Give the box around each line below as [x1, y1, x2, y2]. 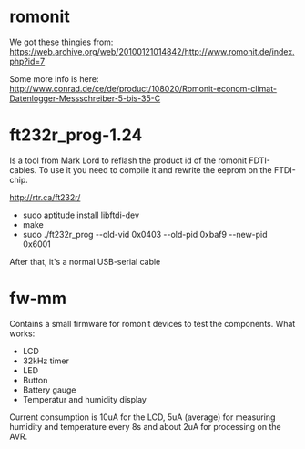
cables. [9, 164, 37, 175]
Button [22, 374, 48, 385]
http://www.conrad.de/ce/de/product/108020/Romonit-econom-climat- [9, 83, 278, 94]
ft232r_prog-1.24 [9, 125, 143, 146]
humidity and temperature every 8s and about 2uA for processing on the [9, 421, 281, 432]
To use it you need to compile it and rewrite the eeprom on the [38, 164, 273, 175]
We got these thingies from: [9, 36, 114, 47]
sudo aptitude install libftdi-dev [22, 209, 139, 220]
